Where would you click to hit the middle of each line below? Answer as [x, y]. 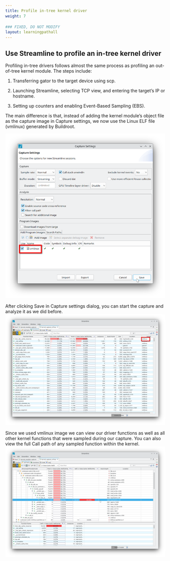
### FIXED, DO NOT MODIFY [32, 27]
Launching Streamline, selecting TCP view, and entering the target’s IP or [89, 90]
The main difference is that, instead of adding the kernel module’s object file [85, 115]
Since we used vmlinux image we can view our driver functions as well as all [85, 433]
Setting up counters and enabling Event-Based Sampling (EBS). [79, 106]
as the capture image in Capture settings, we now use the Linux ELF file [80, 121]
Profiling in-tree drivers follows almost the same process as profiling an [80, 65]
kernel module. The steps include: [57, 71]
